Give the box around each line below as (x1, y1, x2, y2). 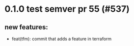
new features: (4, 23, 49, 31)
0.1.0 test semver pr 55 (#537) (4, 3, 130, 15)
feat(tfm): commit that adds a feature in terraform (11, 36, 112, 42)
